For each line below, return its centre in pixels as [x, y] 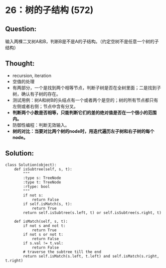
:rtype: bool [37, 186]
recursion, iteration [32, 76]
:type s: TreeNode [42, 178]
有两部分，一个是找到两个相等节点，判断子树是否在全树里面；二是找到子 [86, 88]
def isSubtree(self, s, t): [43, 169]
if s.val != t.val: [43, 243]
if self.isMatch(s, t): [48, 204]
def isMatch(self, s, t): [41, 221]
